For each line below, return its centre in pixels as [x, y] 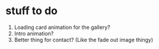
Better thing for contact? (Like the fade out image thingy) [84, 40]
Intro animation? [34, 33]
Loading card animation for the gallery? [62, 27]
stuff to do [31, 11]
